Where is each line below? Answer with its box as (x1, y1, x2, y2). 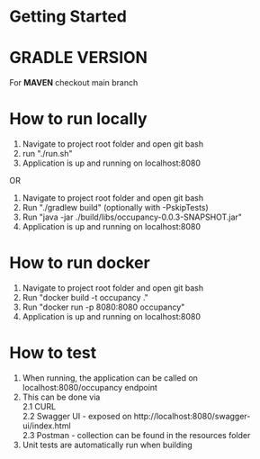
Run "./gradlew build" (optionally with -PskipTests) (22, 202, 209, 213)
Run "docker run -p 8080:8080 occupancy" (22, 301, 185, 312)
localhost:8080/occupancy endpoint (22, 382, 157, 392)
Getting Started (9, 6, 128, 27)
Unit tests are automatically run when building (22, 439, 193, 450)
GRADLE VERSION (9, 48, 148, 68)
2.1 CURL (22, 400, 57, 411)
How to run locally (9, 109, 148, 130)
